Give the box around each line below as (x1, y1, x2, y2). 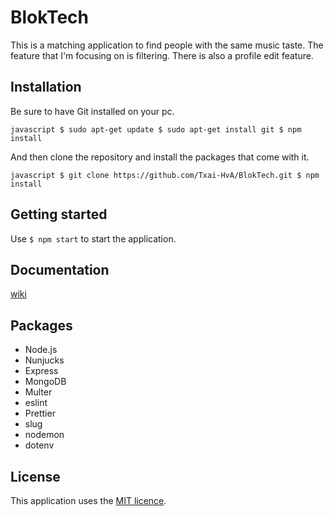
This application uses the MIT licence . (10, 495, 167, 506)
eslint (24, 397, 48, 409)
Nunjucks (24, 354, 65, 366)
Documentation (10, 261, 110, 278)
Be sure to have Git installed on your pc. (10, 105, 175, 117)
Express (24, 365, 59, 377)
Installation (10, 79, 82, 96)
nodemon (24, 429, 65, 441)
